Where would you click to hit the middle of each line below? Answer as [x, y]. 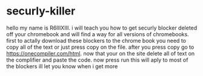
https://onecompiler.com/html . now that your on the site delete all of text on [101, 53]
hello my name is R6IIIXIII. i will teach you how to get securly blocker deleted [102, 28]
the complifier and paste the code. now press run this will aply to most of [97, 60]
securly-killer [41, 11]
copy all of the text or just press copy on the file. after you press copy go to [100, 47]
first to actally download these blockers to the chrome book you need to [96, 40]
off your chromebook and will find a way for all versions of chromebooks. [98, 34]
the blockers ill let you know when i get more [62, 66]
